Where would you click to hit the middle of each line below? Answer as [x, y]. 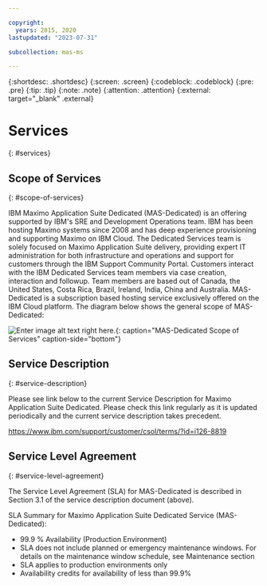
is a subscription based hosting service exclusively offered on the [151, 298]
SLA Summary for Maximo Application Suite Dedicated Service [111, 515]
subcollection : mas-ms [46, 52]
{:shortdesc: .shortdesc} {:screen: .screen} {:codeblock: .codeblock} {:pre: [131, 82]
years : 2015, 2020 [46, 30]
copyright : [26, 22]
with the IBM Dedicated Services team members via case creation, [118, 272]
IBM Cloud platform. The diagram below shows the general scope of [120, 306]
